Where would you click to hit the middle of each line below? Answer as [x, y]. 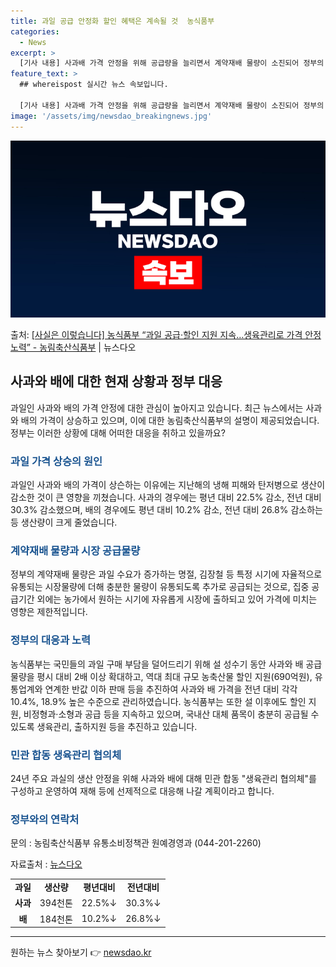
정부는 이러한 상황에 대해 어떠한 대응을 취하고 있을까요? [118, 432]
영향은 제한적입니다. [49, 612]
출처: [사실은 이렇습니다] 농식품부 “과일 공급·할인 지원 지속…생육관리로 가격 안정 [166, 334]
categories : [35, 31]
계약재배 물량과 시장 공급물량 [75, 551]
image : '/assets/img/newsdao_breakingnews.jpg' [111, 116]
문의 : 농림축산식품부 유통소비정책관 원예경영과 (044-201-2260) [136, 843]
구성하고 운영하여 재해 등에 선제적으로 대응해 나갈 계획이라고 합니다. [142, 791]
